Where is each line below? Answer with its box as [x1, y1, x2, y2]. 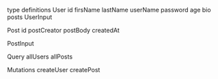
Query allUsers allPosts [7, 52, 73, 61]
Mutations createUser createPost [7, 66, 100, 74]
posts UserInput [7, 13, 53, 21]
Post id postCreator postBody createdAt [7, 27, 120, 34]
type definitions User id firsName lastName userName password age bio [7, 6, 211, 14]
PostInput [7, 39, 34, 47]
